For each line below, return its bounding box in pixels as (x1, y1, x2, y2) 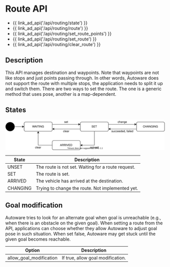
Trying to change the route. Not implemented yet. (36, 185, 138, 191)
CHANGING (7, 185, 32, 191)
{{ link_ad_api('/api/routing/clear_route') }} (12, 41, 101, 47)
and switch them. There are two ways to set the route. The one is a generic (5, 86, 162, 92)
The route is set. (36, 171, 70, 177)
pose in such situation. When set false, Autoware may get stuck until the (5, 231, 156, 237)
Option (25, 247, 40, 253)
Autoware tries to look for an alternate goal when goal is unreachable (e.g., (5, 214, 161, 220)
